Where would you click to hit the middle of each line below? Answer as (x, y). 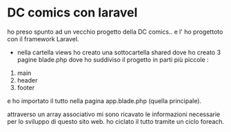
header (27, 80)
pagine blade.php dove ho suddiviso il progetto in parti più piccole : (113, 59)
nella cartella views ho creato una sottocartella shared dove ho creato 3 (119, 52)
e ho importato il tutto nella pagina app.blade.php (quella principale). (104, 100)
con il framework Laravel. (43, 38)
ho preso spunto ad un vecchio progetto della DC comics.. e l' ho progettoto (115, 32)
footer (26, 87)
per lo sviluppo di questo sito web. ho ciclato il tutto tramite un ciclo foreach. (116, 121)
